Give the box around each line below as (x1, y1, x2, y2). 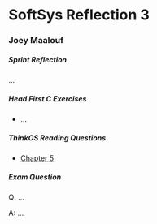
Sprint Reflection (8, 54, 68, 64)
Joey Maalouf (8, 35, 64, 46)
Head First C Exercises (8, 93, 87, 103)
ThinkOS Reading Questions (8, 132, 107, 143)
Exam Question (8, 172, 62, 182)
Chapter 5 (20, 153, 55, 163)
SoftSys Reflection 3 (8, 6, 150, 24)
